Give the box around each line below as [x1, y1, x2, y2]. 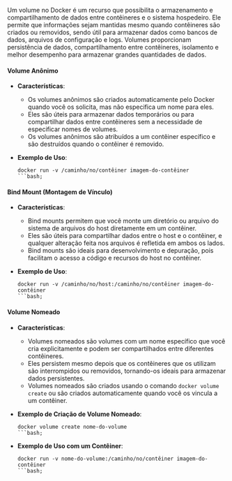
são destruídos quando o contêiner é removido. [27, 140, 164, 149]
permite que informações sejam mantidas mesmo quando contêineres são [7, 21, 221, 29]
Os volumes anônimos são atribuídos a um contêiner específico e [27, 133, 216, 141]
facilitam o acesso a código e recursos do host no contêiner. [27, 254, 202, 262]
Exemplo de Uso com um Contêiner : [17, 441, 123, 450]
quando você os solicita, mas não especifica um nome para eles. [27, 103, 215, 111]
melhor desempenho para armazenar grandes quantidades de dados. [7, 50, 207, 59]
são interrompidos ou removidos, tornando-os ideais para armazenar [27, 367, 226, 375]
